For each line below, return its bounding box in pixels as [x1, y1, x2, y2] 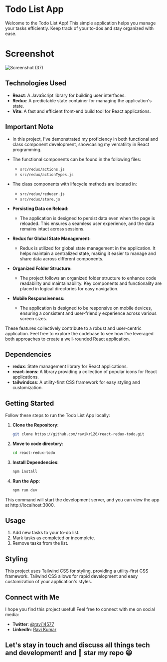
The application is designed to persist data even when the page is [19, 215, 156, 221]
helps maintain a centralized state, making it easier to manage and [19, 250, 156, 256]
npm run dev [12, 487, 37, 492]
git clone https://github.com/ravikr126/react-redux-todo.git [12, 432, 145, 437]
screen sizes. [19, 315, 47, 321]
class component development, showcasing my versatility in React [12, 141, 150, 147]
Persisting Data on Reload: [12, 206, 69, 212]
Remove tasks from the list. [12, 540, 69, 546]
